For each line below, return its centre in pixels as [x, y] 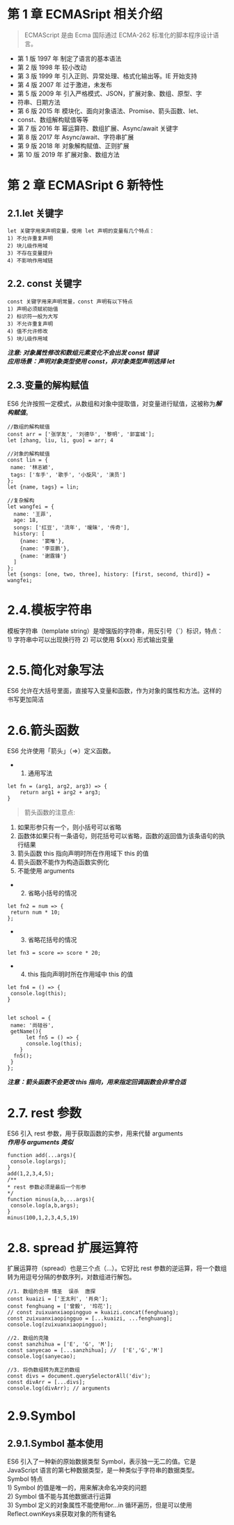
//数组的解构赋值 [29, 426]
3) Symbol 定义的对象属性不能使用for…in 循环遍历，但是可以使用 [100, 1505]
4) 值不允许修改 [28, 331]
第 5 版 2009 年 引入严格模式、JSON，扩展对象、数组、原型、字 [109, 93]
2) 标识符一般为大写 [33, 316]
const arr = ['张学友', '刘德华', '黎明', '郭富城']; [81, 434]
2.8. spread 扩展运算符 [73, 1248]
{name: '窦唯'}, [42, 541]
